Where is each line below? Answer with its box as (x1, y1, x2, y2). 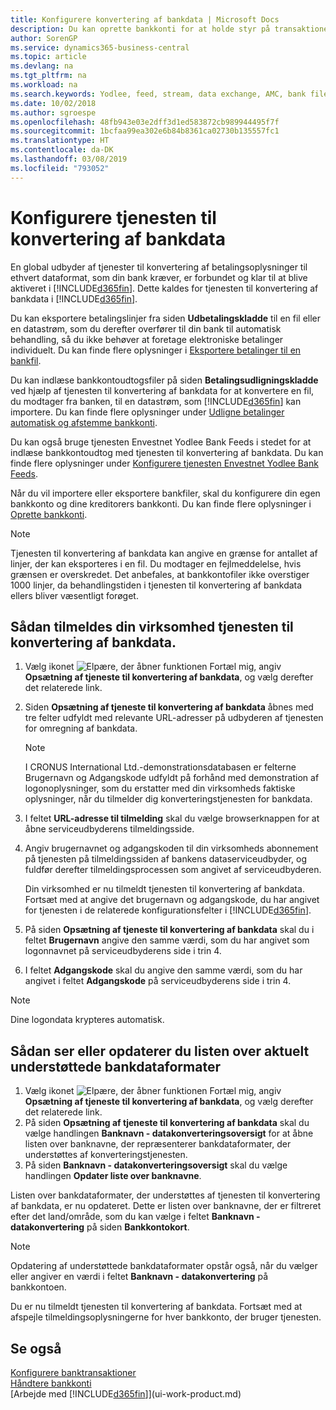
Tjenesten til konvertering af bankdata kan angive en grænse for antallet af (10, 547, 318, 559)
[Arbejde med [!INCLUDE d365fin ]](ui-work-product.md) (10, 1388, 242, 1400)
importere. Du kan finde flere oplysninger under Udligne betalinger (10, 406, 285, 418)
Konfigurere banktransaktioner (10, 1367, 137, 1378)
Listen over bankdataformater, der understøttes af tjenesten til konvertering (10, 1189, 321, 1201)
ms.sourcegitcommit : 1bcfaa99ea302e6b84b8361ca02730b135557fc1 (10, 126, 280, 136)
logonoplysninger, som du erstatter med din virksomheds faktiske (24, 782, 296, 795)
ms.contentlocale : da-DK (10, 145, 114, 155)
